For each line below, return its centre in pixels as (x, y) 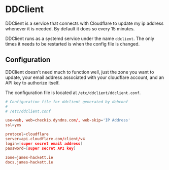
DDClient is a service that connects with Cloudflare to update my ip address (84, 23)
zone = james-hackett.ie (29, 157)
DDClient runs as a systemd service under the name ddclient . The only (80, 38)
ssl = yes (13, 125)
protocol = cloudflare (27, 134)
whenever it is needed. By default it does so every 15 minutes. (70, 28)
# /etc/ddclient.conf (28, 111)
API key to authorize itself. (32, 82)
